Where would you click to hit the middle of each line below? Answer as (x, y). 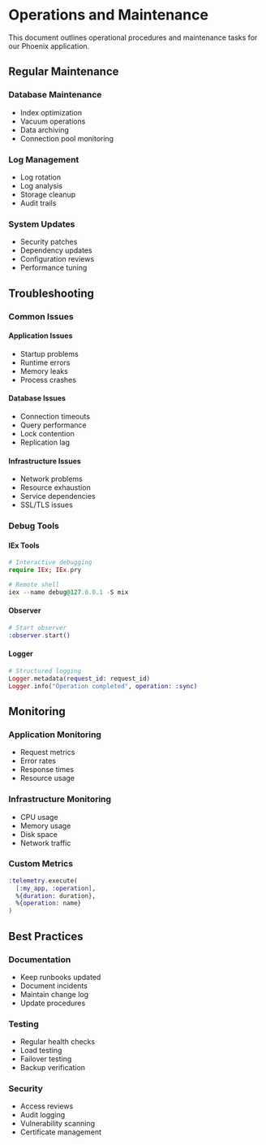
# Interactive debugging (50, 562)
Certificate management (61, 1132)
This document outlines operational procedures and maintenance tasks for (133, 37)
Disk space (39, 834)
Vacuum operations (53, 121)
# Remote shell (34, 585)
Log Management (44, 159)
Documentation (40, 959)
